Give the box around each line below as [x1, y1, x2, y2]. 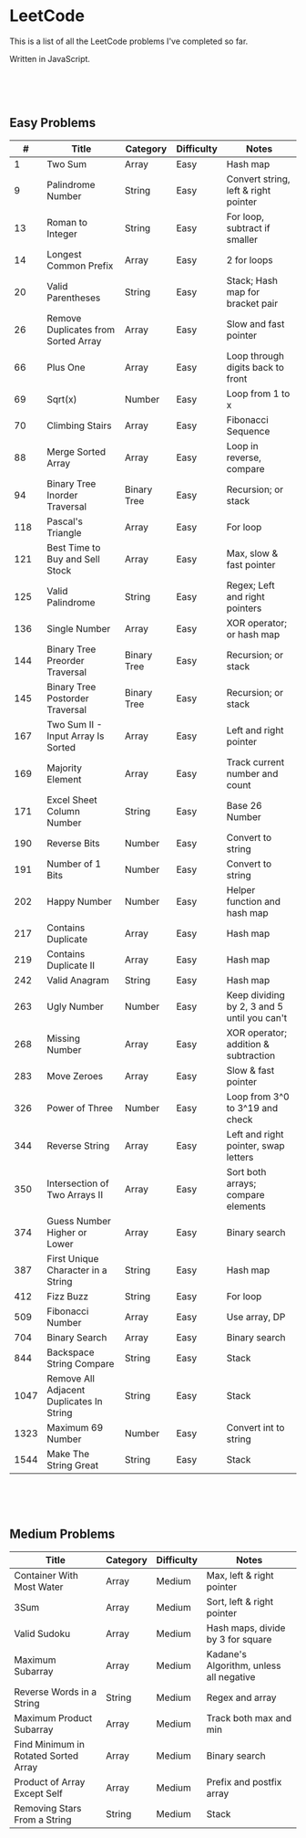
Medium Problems [9, 1527, 116, 1542]
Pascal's [46, 515, 84, 528]
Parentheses [46, 291, 101, 304]
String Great [46, 1458, 99, 1471]
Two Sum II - [46, 718, 103, 730]
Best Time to [46, 541, 101, 553]
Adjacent [46, 1383, 86, 1396]
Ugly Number [46, 1000, 105, 1013]
